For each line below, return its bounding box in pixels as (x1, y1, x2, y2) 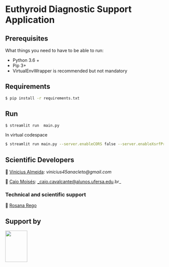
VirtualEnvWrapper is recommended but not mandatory (12, 68, 127, 74)
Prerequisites (5, 34, 48, 43)
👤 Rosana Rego (5, 202, 37, 209)
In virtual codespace (5, 132, 48, 138)
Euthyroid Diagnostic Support (5, 4, 132, 15)
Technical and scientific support (5, 191, 87, 198)
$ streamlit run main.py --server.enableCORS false (5, 142, 116, 147)
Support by (5, 217, 41, 225)
